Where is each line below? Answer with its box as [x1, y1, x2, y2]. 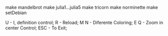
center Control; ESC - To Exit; [5, 25, 67, 31]
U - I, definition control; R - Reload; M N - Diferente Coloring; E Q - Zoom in [5, 20, 163, 25]
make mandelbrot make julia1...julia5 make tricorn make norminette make [5, 5, 158, 10]
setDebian [5, 10, 27, 16]
